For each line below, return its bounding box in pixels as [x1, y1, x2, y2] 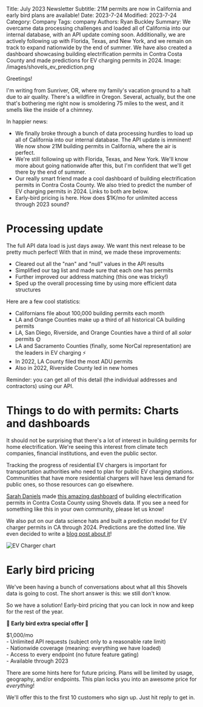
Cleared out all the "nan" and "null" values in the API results [15, 260, 165, 267]
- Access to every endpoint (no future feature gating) [6, 651, 139, 658]
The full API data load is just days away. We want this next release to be [6, 242, 186, 249]
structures [15, 285, 41, 293]
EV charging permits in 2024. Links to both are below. [15, 188, 150, 195]
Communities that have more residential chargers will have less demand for [6, 474, 195, 482]
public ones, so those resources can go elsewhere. [6, 480, 134, 488]
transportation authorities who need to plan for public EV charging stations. [6, 468, 194, 475]
